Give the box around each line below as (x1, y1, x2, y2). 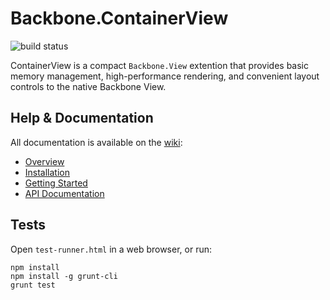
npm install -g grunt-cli (10, 271, 118, 281)
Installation (24, 166, 71, 178)
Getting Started (24, 177, 88, 189)
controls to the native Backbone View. (10, 80, 167, 92)
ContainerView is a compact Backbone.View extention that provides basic (10, 59, 309, 71)
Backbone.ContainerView (10, 7, 229, 30)
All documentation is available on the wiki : (10, 136, 183, 148)
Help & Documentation (10, 110, 154, 127)
